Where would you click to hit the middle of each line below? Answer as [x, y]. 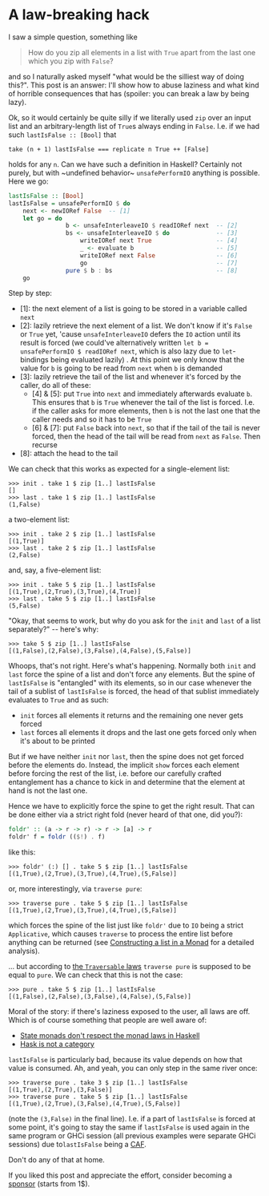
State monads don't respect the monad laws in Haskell [110, 1036]
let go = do [42, 218]
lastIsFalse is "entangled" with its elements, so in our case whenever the [130, 683]
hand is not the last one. [48, 790]
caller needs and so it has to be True [92, 419]
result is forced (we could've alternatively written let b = [114, 343]
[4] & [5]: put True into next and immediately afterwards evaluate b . [142, 394]
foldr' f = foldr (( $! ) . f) [57, 837]
